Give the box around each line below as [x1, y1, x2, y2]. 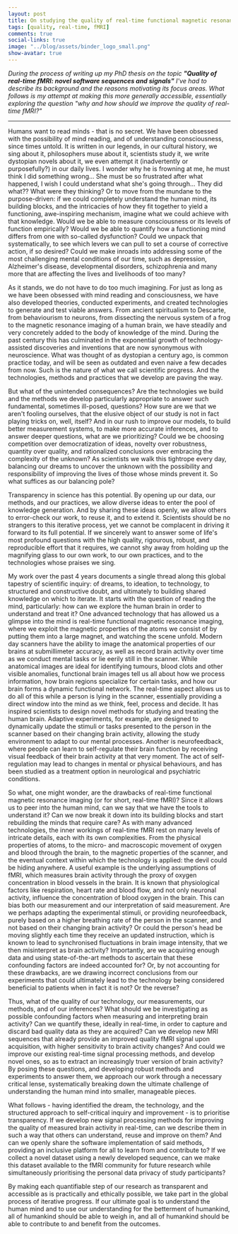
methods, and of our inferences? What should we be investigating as [8, 1004, 208, 1013]
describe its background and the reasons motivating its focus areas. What [8, 84, 225, 93]
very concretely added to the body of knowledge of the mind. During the [8, 328, 220, 336]
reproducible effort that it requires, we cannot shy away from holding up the [8, 543, 229, 552]
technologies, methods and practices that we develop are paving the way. [8, 373, 223, 381]
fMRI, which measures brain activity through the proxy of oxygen [8, 870, 197, 879]
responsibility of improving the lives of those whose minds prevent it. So [8, 469, 218, 477]
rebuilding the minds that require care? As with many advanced [8, 818, 193, 826]
